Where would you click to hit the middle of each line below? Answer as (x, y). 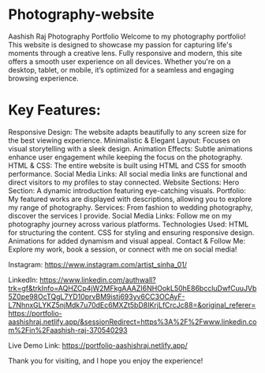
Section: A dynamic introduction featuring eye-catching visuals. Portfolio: (127, 190)
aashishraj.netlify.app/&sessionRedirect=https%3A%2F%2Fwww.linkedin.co (132, 322)
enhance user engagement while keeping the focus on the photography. (125, 157)
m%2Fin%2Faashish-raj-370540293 (68, 330)
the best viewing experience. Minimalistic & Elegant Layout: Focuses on (124, 140)
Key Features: (54, 110)
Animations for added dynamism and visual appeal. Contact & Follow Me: (127, 241)
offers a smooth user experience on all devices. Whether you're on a (119, 62)
